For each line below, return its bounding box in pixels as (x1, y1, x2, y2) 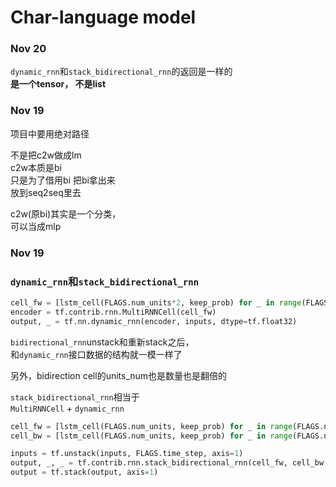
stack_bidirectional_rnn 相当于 (10, 391, 140, 403)
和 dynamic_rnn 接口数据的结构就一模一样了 (10, 348, 183, 360)
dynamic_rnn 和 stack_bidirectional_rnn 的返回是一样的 (10, 66, 233, 78)
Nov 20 (10, 42, 47, 56)
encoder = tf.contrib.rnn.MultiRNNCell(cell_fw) (10, 307, 217, 317)
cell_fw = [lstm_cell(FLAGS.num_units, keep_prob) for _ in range (10, 421, 293, 431)
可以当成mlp (10, 220, 62, 232)
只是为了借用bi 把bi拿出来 (10, 174, 116, 186)
